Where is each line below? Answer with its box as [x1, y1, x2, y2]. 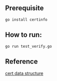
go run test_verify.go [5, 44, 52, 49]
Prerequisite [5, 4, 44, 12]
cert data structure [5, 71, 44, 77]
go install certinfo [5, 17, 48, 22]
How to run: [5, 31, 42, 39]
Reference [5, 57, 38, 66]
